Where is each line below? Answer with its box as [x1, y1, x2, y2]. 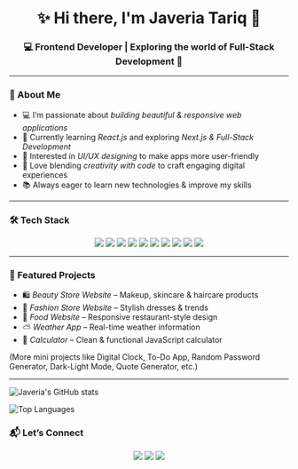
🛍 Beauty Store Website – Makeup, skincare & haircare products [21, 290, 259, 300]
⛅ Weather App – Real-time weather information [21, 322, 201, 332]
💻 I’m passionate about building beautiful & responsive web [21, 109, 242, 120]
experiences [21, 169, 68, 180]
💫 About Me [9, 89, 61, 101]
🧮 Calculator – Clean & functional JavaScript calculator [21, 335, 223, 346]
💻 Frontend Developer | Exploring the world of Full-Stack [23, 41, 275, 53]
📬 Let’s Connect [9, 426, 84, 439]
